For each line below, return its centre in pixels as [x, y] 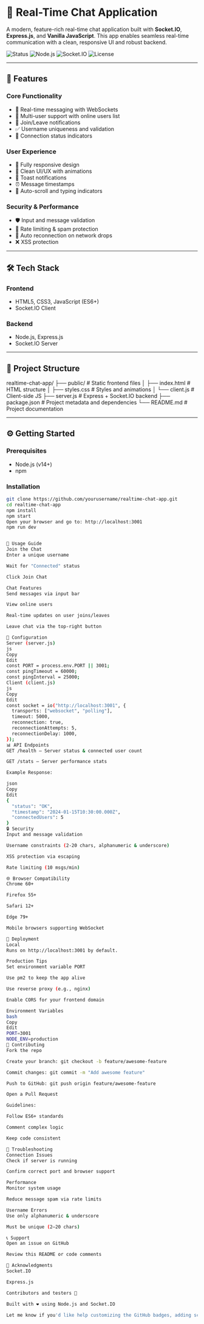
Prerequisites [26, 451]
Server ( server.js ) [31, 643]
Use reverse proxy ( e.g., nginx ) [49, 989]
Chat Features [24, 588]
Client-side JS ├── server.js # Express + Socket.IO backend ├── [88, 396]
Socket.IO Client [35, 308]
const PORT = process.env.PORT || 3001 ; [58, 666]
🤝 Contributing [25, 1045]
